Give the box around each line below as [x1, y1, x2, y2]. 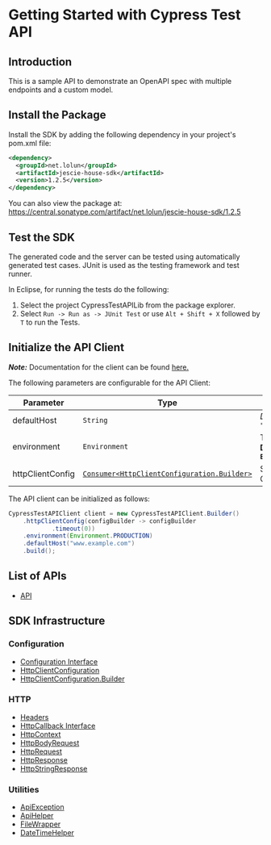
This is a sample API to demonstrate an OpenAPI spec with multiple [8, 77, 232, 86]
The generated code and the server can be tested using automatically [8, 252, 240, 261]
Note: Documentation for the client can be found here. [8, 362, 190, 372]
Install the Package [8, 108, 106, 122]
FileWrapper [19, 819, 61, 829]
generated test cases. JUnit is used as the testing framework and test [8, 261, 240, 270]
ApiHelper [19, 811, 54, 821]
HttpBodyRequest [19, 738, 80, 747]
